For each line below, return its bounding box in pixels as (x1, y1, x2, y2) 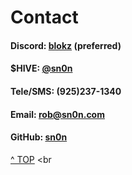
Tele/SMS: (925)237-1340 (10, 85, 122, 97)
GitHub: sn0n (10, 131, 68, 143)
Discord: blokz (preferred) (10, 39, 122, 51)
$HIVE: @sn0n (10, 62, 73, 75)
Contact (10, 6, 79, 29)
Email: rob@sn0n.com (10, 108, 105, 120)
